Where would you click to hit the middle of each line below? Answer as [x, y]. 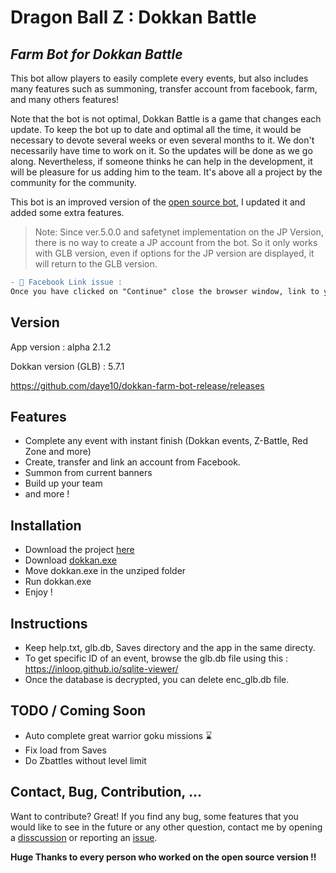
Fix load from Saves [65, 750]
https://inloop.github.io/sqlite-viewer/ [101, 669]
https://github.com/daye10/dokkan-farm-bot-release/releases [137, 385]
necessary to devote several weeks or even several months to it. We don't [162, 140]
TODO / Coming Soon [78, 711]
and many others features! [65, 99]
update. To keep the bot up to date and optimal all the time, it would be [156, 129]
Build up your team [63, 483]
